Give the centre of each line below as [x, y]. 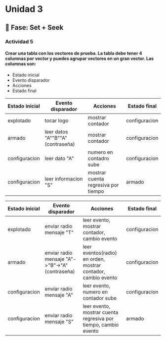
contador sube [100, 298]
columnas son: [21, 64]
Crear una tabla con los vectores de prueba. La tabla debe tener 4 [74, 54]
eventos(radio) [100, 253]
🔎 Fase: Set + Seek [34, 28]
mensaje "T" [59, 232]
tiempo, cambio [101, 325]
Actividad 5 [19, 42]
